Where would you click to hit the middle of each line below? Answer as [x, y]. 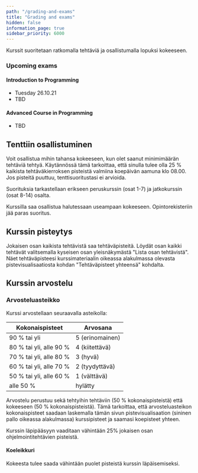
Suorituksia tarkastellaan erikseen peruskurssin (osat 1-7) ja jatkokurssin [94, 189]
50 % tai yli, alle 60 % [40, 376]
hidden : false [24, 22]
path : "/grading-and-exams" [41, 12]
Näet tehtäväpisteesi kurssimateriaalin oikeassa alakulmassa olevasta [91, 258]
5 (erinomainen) [98, 338]
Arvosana [98, 328]
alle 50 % [22, 385]
